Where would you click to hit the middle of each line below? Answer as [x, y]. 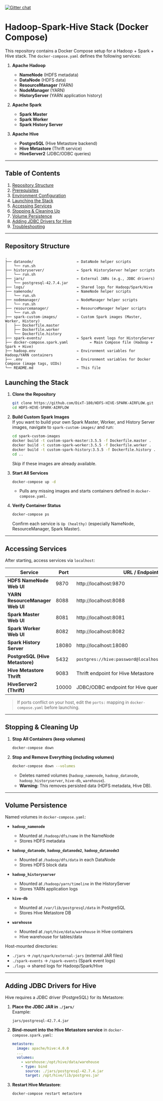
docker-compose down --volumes [44, 766]
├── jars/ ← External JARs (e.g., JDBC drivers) [80, 279]
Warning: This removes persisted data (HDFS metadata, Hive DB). [85, 786]
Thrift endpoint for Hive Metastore [115, 674]
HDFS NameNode [28, 581]
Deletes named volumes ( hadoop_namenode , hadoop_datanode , [79, 775]
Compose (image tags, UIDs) [33, 363]
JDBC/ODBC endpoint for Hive [111, 688]
